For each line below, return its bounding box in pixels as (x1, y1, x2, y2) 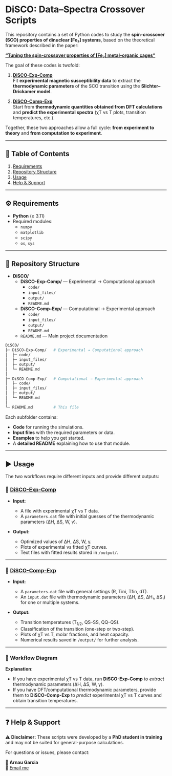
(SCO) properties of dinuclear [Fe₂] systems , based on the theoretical (5, 37, 155, 43)
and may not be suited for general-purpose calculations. (5, 739, 124, 745)
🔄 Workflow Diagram (5, 654, 58, 661)
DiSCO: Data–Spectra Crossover (5, 4, 145, 15)
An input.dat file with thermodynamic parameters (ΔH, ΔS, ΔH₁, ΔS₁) (20, 594, 165, 600)
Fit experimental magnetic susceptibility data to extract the (12, 77, 141, 83)
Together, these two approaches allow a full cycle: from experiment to (5, 124, 155, 131)
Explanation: (5, 666, 33, 672)
